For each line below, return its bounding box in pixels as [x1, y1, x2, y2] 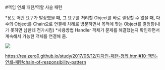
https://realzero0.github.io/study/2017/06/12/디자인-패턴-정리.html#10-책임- [5, 53, 158, 59]
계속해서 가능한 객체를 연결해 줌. [5, 34, 68, 39]
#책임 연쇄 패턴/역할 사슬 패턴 [5, 4, 63, 10]
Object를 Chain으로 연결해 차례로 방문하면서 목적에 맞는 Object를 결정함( [14, 21, 157, 27]
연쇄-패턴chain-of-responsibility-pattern [5, 59, 87, 65]
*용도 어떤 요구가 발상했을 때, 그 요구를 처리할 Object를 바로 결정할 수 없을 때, [5, 15, 155, 21]
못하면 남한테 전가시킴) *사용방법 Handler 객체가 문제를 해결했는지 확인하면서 [10, 27, 160, 33]
